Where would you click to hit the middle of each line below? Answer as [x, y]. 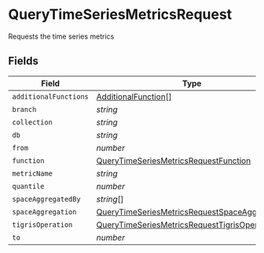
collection [32, 122]
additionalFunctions [50, 97]
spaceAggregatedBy [46, 199]
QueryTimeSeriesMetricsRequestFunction [174, 161]
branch [24, 109]
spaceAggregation [44, 212]
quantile [28, 186]
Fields [24, 61]
